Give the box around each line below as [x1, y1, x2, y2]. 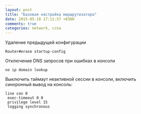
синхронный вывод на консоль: [5, 82, 73, 88]
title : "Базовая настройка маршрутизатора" [5, 12, 97, 17]
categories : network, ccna [5, 26, 61, 31]
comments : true [5, 21, 37, 26]
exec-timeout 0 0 [7, 96, 43, 101]
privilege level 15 [7, 100, 48, 105]
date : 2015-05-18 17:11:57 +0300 [5, 16, 75, 21]
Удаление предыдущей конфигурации [5, 39, 86, 45]
